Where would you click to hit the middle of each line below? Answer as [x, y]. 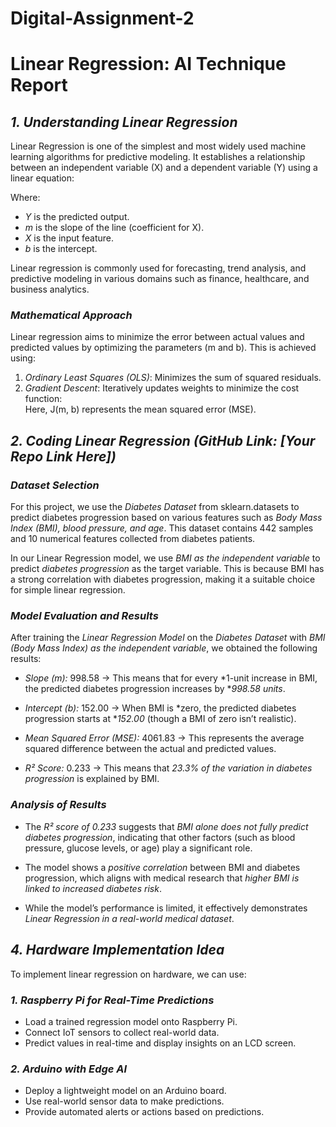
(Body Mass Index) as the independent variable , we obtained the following [164, 648]
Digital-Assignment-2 [102, 18]
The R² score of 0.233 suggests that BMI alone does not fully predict [166, 826]
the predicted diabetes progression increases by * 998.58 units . [155, 689]
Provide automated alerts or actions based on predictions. [144, 1112]
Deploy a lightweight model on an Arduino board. [125, 1091]
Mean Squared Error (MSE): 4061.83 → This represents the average [164, 738]
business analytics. [50, 289]
